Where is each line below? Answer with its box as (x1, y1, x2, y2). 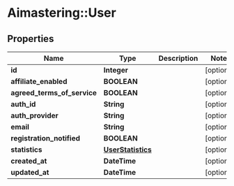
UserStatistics (103, 145, 152, 155)
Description (158, 54, 198, 63)
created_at (10, 156, 47, 166)
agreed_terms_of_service (10, 88, 97, 97)
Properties (7, 33, 54, 45)
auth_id (10, 99, 36, 109)
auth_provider (10, 110, 59, 120)
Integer (103, 65, 129, 75)
